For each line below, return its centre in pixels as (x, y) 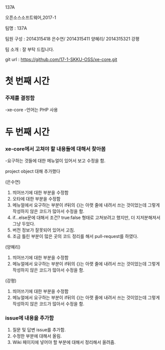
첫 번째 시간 (27, 81)
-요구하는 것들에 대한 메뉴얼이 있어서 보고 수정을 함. (55, 160)
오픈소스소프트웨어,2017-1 (31, 17)
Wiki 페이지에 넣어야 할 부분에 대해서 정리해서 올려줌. (64, 342)
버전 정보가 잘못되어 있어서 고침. (44, 230)
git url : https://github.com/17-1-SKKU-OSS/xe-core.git (61, 59)
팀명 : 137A (16, 28)
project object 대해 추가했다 (33, 171)
